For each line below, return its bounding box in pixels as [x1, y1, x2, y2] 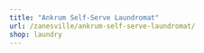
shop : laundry [9, 30, 63, 39]
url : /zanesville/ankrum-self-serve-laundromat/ [9, 22, 196, 31]
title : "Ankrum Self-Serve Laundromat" [9, 13, 160, 22]
